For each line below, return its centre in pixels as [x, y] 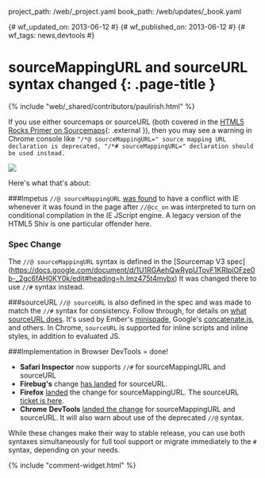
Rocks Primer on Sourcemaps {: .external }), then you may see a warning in [130, 130]
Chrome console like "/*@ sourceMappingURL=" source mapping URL [117, 138]
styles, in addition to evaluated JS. [64, 336]
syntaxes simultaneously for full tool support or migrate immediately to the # [132, 441]
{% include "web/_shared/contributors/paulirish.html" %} [102, 106]
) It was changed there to [215, 278]
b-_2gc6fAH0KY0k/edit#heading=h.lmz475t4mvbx [92, 278]
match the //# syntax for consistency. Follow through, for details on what [128, 311]
